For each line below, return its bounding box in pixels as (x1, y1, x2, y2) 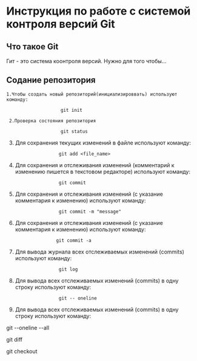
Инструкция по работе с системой (6, 4, 191, 18)
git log (58, 266, 78, 272)
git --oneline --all (6, 324, 50, 331)
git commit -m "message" (58, 208, 121, 215)
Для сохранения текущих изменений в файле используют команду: (15, 139, 191, 146)
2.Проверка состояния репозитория (8, 117, 96, 124)
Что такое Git (6, 41, 59, 52)
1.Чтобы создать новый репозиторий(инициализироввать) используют (6, 91, 178, 97)
